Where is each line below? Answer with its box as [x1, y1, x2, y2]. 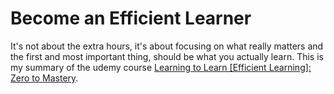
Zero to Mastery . [10, 72, 79, 84]
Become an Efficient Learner [10, 7, 252, 30]
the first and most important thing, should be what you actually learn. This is [10, 50, 324, 62]
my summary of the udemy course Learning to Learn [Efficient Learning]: [10, 61, 312, 73]
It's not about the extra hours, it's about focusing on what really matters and [10, 40, 324, 52]
